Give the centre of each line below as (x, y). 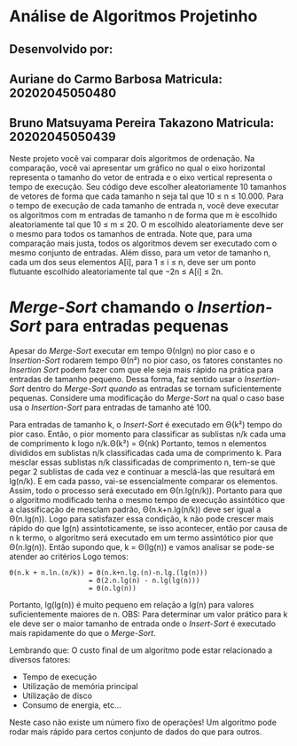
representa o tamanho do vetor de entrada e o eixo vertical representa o (141, 177)
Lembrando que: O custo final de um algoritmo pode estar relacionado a (141, 650)
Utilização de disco (57, 695)
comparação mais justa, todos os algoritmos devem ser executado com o (143, 243)
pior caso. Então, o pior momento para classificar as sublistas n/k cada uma (148, 434)
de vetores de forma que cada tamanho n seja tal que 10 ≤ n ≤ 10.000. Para (146, 196)
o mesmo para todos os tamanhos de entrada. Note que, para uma (131, 233)
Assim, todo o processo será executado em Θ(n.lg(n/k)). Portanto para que (146, 491)
